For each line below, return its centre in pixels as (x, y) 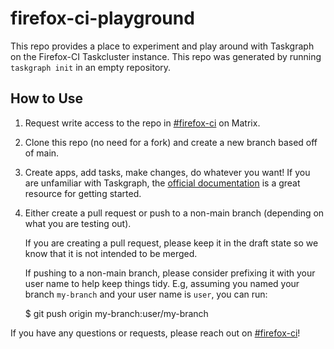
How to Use (47, 98)
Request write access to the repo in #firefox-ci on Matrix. (142, 123)
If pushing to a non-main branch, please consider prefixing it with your (170, 273)
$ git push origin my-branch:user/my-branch (116, 313)
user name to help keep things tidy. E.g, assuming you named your (162, 283)
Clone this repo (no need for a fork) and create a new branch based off (171, 142)
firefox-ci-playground (102, 18)
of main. (42, 153)
